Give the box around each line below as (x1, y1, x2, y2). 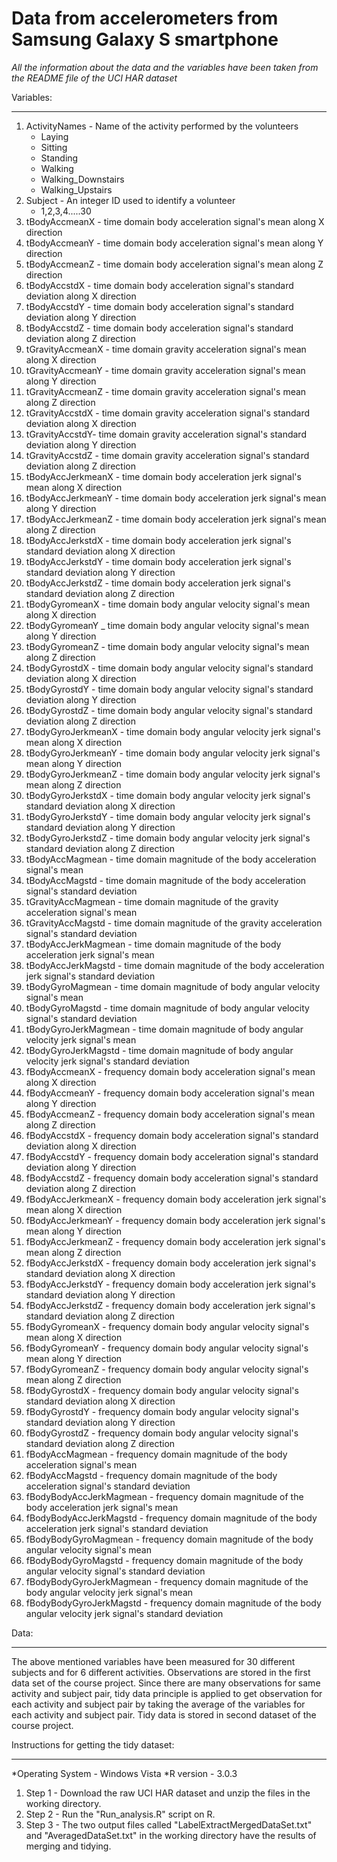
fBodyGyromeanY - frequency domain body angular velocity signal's (25, 1342, 309, 1354)
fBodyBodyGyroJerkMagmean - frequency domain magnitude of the (25, 1575, 309, 1587)
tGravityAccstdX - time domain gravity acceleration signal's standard (25, 407, 311, 419)
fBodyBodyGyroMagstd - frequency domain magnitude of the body (25, 1554, 304, 1566)
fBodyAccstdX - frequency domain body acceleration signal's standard (25, 1129, 319, 1141)
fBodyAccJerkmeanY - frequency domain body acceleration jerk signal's (25, 1214, 326, 1226)
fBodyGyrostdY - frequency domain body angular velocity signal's (25, 1405, 299, 1417)
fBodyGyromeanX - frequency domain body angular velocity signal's (25, 1320, 310, 1332)
